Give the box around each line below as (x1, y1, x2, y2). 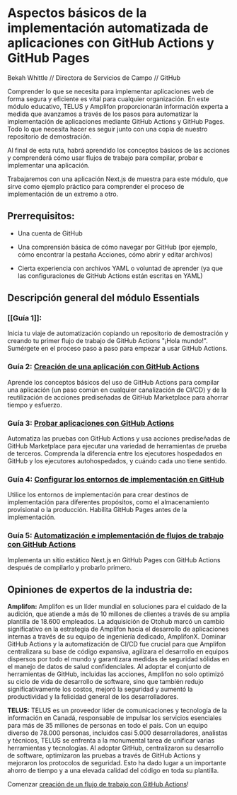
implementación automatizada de (7, 20, 209, 36)
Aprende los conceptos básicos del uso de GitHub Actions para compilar (7, 378, 219, 386)
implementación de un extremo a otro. (7, 190, 119, 198)
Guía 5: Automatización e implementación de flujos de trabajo (7, 530, 224, 540)
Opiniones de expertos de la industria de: (7, 584, 193, 596)
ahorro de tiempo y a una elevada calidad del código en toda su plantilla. (7, 766, 219, 775)
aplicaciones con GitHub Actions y (7, 35, 214, 51)
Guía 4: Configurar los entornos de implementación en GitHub (7, 474, 225, 484)
